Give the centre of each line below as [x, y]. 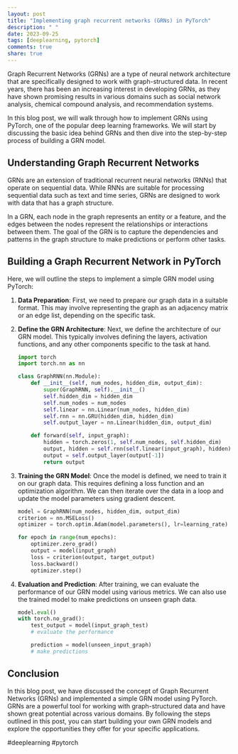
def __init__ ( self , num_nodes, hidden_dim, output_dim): [117, 383]
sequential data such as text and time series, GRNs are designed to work [114, 195]
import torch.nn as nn [51, 363]
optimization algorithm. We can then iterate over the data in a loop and [120, 491]
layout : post [27, 14]
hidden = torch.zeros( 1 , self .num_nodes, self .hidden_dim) [133, 442]
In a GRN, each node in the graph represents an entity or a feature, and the [117, 216]
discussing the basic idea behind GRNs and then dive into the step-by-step [117, 133]
